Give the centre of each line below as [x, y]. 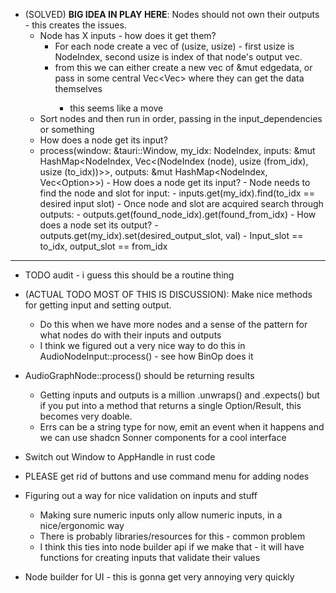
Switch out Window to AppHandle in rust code [120, 457]
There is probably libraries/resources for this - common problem [172, 536]
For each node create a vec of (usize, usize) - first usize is [174, 46]
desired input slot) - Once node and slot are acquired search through [181, 203]
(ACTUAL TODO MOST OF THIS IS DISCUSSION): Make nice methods [168, 294]
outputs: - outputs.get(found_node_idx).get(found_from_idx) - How [178, 214]
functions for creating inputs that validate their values [150, 557]
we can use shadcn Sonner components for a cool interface [163, 437]
